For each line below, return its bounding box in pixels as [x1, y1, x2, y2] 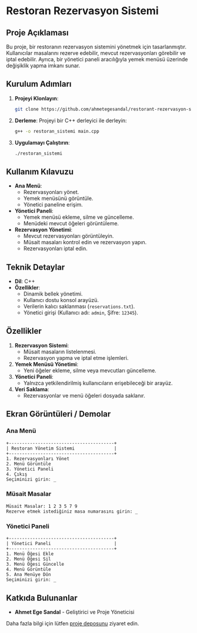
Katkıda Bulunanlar [6, 593, 78, 603]
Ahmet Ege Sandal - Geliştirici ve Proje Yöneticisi [14, 608, 135, 615]
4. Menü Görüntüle [6, 566, 51, 573]
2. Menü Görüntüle [6, 461, 51, 467]
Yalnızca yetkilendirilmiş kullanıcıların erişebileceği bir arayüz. [23, 379, 173, 386]
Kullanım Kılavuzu [6, 166, 74, 176]
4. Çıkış [6, 471, 28, 477]
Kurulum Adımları [6, 79, 72, 89]
